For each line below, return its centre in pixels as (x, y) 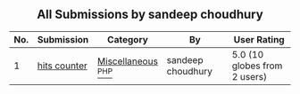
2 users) (250, 76)
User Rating (259, 39)
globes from (257, 66)
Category (128, 39)
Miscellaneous (128, 61)
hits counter (62, 66)
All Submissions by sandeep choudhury (150, 15)
